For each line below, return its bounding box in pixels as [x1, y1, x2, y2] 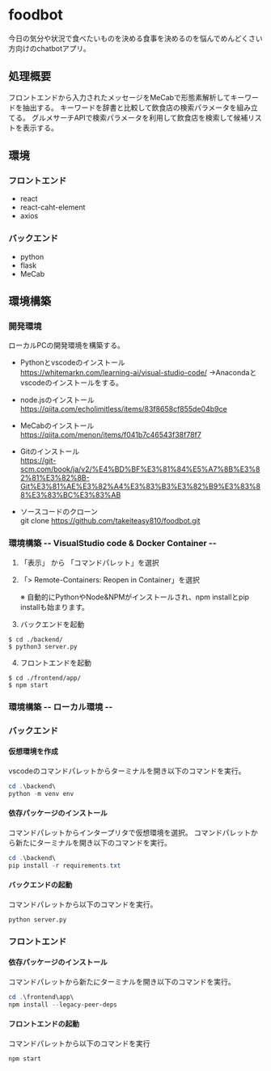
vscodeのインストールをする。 [19, 378, 123, 387]
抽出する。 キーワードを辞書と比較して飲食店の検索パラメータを [22, 103, 237, 112]
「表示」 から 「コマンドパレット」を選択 [19, 557, 159, 567]
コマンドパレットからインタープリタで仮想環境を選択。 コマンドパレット [8, 828, 252, 837]
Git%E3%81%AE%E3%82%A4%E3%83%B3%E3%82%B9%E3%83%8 [19, 481, 261, 491]
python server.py [8, 916, 67, 924]
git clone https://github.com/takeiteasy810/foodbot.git [19, 516, 201, 526]
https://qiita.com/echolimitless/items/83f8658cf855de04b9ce [19, 404, 228, 414]
